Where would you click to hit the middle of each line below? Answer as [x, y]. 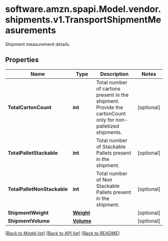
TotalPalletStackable [33, 153]
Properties [22, 60]
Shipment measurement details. [38, 44]
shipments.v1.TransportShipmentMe [83, 20]
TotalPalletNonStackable [38, 189]
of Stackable [111, 147]
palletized [108, 126]
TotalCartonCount [29, 107]
